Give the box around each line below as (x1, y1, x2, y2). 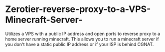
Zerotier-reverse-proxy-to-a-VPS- (5, 3, 151, 15)
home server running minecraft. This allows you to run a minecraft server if (5, 36, 159, 42)
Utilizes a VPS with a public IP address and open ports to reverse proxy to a (5, 30, 161, 36)
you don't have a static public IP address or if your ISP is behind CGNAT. (5, 41, 154, 47)
